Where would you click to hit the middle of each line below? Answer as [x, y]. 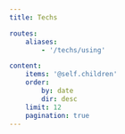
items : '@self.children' [71, 75]
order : [37, 83]
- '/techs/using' [73, 50]
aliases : [42, 42]
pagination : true [58, 115]
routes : [24, 33]
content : [25, 66]
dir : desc [59, 99]
